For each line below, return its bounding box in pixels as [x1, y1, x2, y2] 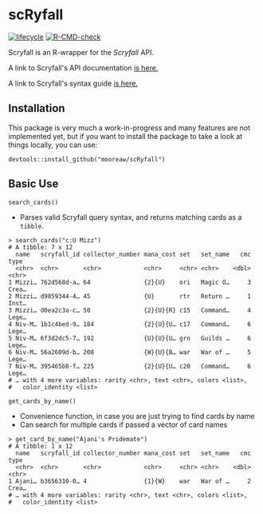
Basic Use [8, 177, 59, 191]
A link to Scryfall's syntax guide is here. [8, 78, 138, 88]
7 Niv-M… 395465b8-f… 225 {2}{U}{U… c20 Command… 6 [8, 362, 251, 370]
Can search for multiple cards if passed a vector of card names [19, 420, 228, 429]
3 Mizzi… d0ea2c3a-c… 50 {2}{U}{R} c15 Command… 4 [8, 306, 251, 314]
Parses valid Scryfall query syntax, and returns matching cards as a [19, 212, 242, 221]
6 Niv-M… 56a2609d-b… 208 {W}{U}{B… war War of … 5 [8, 348, 251, 357]
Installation [8, 102, 65, 115]
